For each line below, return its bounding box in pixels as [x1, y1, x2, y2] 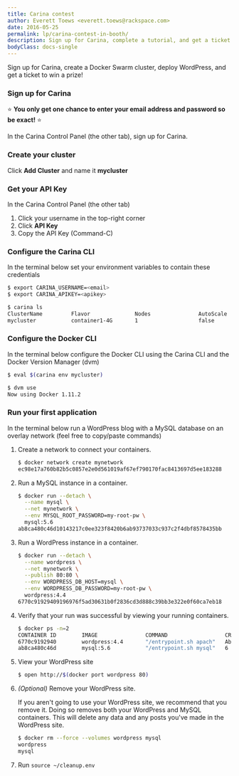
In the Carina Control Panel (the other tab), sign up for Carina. [7, 132, 188, 141]
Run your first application [7, 407, 97, 417]
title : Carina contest [7, 10, 75, 18]
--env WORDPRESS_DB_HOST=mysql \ [24, 578, 124, 586]
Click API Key [17, 221, 58, 230]
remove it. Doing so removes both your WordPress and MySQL [17, 706, 202, 714]
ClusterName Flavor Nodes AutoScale [7, 310, 228, 318]
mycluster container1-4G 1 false [7, 317, 215, 324]
